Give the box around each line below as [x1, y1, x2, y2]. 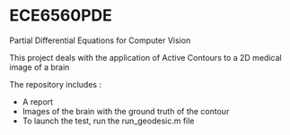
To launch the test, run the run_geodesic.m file [22, 115, 195, 126]
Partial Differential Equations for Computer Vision [9, 35, 191, 46]
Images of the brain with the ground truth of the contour [22, 105, 230, 116]
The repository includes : [9, 79, 101, 89]
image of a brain [9, 62, 70, 72]
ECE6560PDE [9, 5, 112, 26]
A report [22, 96, 54, 107]
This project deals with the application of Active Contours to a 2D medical [9, 52, 282, 63]
